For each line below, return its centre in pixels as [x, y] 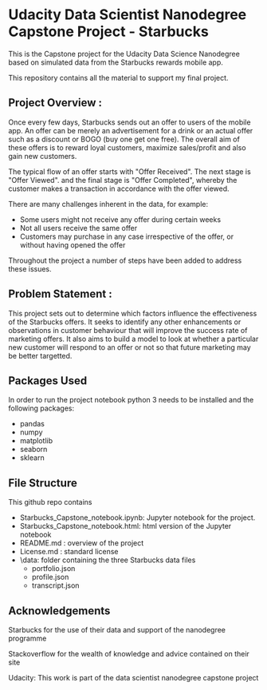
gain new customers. [43, 156]
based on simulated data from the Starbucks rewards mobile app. [116, 62]
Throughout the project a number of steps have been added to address [125, 260]
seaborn [33, 450]
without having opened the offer [73, 244]
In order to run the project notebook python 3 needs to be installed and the [131, 400]
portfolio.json [53, 569]
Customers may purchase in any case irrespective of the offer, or [126, 236]
